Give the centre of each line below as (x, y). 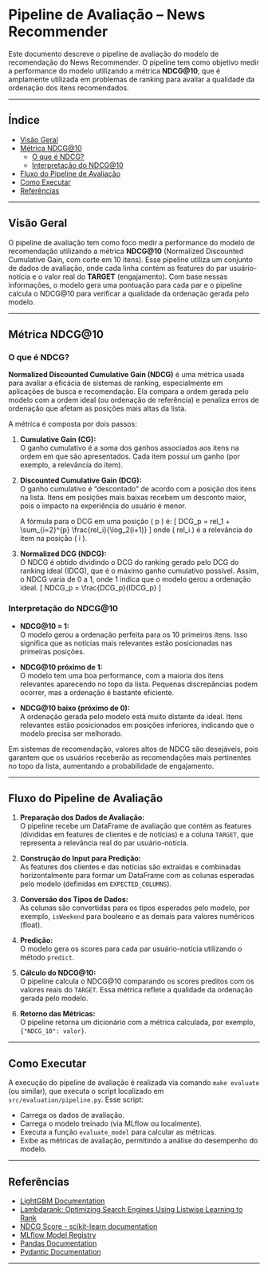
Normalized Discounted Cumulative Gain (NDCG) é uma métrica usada (126, 375)
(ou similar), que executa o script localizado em (86, 1091)
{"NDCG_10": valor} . (53, 1031)
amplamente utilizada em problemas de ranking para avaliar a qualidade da (132, 79)
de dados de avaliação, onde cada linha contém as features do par (118, 268)
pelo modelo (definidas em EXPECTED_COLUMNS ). (96, 884)
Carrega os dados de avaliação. (72, 1115)
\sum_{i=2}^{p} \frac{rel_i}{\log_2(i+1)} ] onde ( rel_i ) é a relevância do (136, 530)
